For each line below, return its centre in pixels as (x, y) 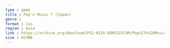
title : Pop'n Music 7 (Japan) (38, 14)
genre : (13, 19)
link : (12, 33)
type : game (18, 10)
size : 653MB (19, 38)
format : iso (19, 24)
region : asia (20, 28)
